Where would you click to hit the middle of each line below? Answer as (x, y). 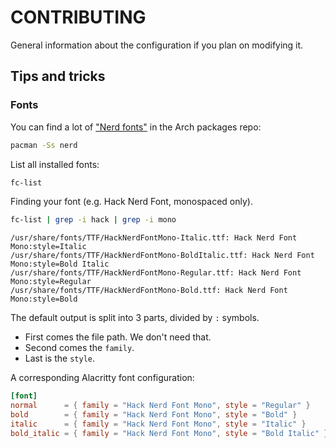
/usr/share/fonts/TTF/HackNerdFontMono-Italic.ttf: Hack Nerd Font (154, 238)
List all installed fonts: (55, 164)
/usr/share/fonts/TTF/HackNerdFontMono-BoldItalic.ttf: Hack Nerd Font (162, 256)
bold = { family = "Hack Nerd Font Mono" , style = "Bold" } (154, 415)
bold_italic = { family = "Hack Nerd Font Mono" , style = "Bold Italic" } (169, 433)
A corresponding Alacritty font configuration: (102, 378)
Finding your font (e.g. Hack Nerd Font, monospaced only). (131, 202)
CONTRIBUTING (78, 17)
